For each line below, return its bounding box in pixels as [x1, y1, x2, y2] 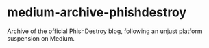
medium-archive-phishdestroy [7, 5, 187, 20]
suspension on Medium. [7, 34, 75, 42]
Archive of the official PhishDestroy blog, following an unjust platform [7, 27, 204, 35]
